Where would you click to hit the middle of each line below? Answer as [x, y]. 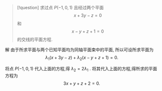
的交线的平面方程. [35, 39]
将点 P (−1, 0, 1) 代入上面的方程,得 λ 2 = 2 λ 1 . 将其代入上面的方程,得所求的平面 [81, 69]
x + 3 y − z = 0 [88, 15]
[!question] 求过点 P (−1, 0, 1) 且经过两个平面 [60, 7]
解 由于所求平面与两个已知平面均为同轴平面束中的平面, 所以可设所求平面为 [79, 50]
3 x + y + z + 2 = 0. [82, 83]
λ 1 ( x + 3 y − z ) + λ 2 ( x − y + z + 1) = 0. [82, 58]
